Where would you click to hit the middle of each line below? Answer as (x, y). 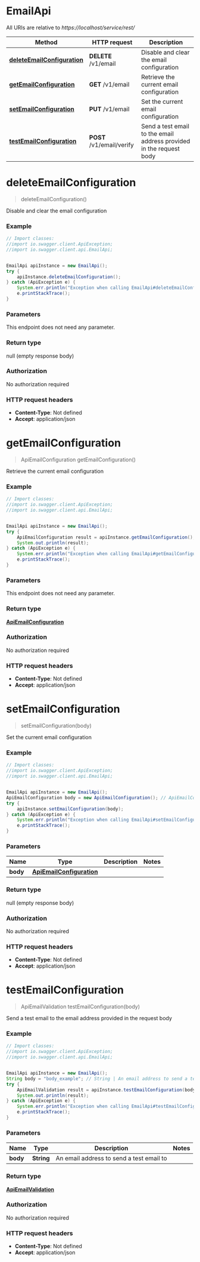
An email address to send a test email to (111, 1158)
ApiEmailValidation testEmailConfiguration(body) (80, 1006)
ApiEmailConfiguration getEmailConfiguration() (78, 460)
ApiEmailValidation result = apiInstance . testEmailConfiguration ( (101, 1090)
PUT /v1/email (109, 109)
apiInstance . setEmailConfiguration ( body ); (70, 809)
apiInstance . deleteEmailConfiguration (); (69, 277)
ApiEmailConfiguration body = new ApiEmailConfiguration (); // (86, 798)
